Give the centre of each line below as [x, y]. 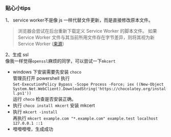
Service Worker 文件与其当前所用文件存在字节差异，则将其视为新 [86, 37]
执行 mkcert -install [35, 112]
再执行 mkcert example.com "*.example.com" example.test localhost [85, 118]
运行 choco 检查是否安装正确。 [44, 99]
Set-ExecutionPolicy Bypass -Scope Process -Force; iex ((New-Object [88, 85]
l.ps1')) [22, 94]
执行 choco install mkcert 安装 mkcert [54, 105]
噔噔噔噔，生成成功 [33, 129]
